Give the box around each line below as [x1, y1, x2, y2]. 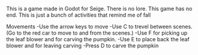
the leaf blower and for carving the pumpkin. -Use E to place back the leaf [6, 36, 190, 42]
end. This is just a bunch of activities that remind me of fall [6, 11, 151, 19]
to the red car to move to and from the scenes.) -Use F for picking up [16, 29, 188, 36]
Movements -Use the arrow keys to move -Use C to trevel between [6, 23, 172, 30]
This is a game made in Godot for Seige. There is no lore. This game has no [6, 5, 193, 12]
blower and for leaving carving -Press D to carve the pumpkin [6, 42, 159, 49]
